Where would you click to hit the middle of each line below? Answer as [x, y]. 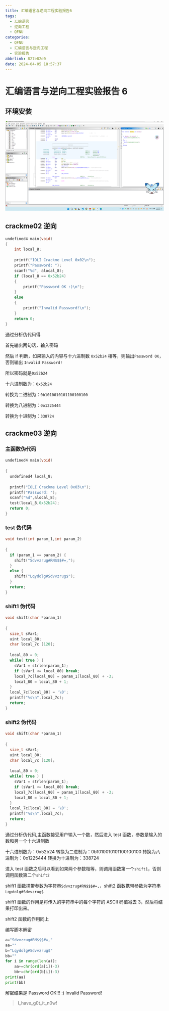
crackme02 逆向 [31, 226]
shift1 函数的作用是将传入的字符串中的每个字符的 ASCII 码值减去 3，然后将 [82, 902]
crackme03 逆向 [31, 433]
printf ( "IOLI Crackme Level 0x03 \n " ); [51, 487]
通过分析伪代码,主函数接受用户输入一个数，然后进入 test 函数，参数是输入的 [84, 835]
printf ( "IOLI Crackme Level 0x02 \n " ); [55, 260]
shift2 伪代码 [21, 722]
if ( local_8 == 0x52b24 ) [40, 276]
